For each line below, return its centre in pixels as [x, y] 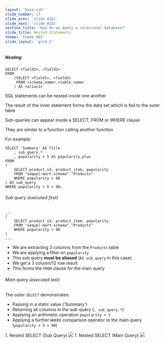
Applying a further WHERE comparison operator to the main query [77, 320]
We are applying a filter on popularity [51, 252]
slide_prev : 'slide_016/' [31, 19]
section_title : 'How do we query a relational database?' [66, 28]
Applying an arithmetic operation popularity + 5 [61, 315]
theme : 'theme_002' [25, 37]
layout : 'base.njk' [25, 10]
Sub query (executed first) [32, 198]
